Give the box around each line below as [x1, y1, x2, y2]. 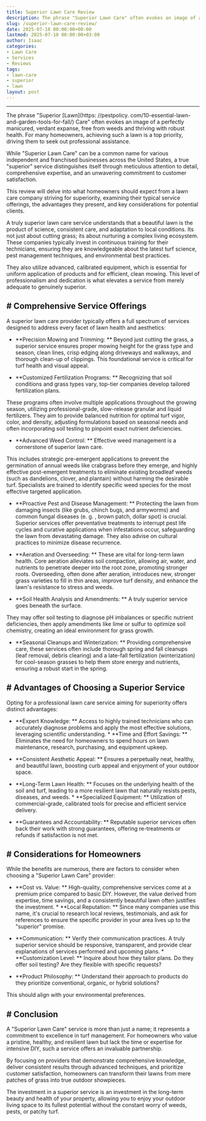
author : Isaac [6, 37, 43, 44]
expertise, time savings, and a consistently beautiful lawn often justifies [15, 897, 196, 904]
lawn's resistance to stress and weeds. [15, 583, 114, 590]
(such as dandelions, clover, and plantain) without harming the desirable [6, 474, 189, 482]
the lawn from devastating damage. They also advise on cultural [15, 532, 178, 539]
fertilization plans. [15, 386, 61, 394]
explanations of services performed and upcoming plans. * [15, 948, 164, 955]
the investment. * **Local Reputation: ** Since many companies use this [15, 904, 200, 911]
